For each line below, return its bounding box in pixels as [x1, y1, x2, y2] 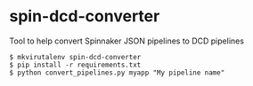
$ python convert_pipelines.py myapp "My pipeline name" [9, 68, 225, 77]
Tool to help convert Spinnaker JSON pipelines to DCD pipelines [9, 35, 245, 46]
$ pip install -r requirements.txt [9, 60, 142, 69]
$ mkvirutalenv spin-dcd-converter [9, 52, 142, 61]
